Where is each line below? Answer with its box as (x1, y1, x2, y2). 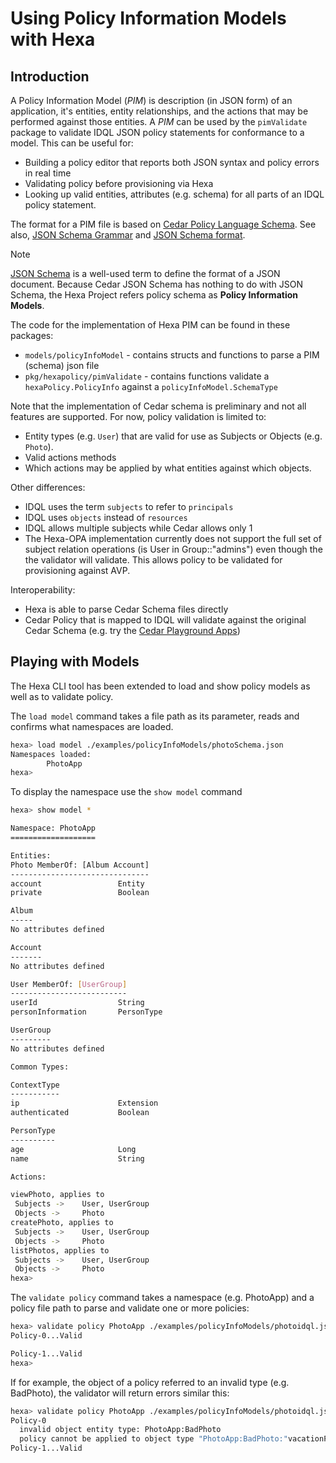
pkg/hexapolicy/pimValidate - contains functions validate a (24, 370, 270, 382)
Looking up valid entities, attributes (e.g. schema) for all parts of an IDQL (24, 188, 325, 200)
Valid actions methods (24, 452, 117, 463)
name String (10, 1153, 145, 1164)
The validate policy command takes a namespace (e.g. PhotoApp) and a (10, 1292, 315, 1304)
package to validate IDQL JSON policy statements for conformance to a (10, 127, 305, 138)
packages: (10, 330, 54, 341)
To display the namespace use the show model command (10, 786, 243, 798)
